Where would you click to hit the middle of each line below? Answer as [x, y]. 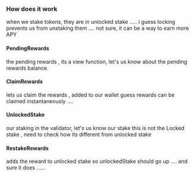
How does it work [32, 9]
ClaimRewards [25, 82]
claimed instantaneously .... [40, 101]
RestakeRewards [27, 148]
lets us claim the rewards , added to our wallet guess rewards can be [90, 95]
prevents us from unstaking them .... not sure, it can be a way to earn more [97, 28]
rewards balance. [27, 68]
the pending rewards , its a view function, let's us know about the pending [97, 61]
